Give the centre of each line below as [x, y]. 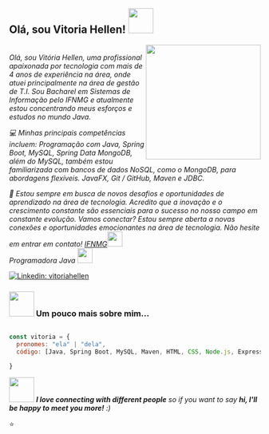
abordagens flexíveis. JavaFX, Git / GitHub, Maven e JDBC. [107, 178]
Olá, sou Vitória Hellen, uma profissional [76, 57]
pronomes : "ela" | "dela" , [61, 344]
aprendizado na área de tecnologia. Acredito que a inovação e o [116, 202]
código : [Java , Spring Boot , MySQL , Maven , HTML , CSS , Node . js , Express [140, 352]
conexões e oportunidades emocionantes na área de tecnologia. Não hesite [134, 227]
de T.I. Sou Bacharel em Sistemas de [70, 91]
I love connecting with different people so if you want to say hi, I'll [146, 399]
